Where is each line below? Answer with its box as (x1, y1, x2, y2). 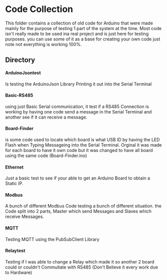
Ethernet (5, 164, 24, 170)
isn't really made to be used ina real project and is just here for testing (5, 30, 149, 36)
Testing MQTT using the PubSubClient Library (5, 236, 100, 242)
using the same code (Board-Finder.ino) (5, 152, 87, 158)
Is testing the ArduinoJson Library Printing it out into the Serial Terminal (5, 81, 152, 87)
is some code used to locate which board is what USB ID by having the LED (5, 136, 160, 142)
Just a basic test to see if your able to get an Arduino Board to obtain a (5, 175, 151, 181)
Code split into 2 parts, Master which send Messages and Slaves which (5, 208, 152, 214)
